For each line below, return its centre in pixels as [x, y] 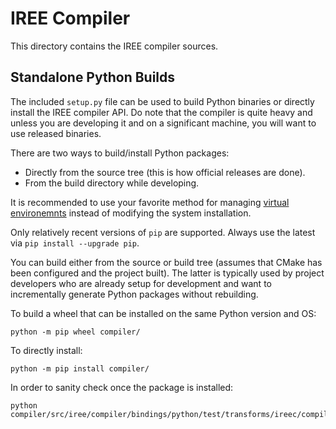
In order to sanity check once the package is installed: [122, 387]
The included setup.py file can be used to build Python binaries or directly [162, 101]
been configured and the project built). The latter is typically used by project [167, 273]
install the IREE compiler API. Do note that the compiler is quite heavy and [161, 112]
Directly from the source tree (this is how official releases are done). [165, 172]
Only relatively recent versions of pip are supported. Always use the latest [163, 232]
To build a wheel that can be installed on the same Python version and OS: [163, 313]
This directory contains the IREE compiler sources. [114, 46]
